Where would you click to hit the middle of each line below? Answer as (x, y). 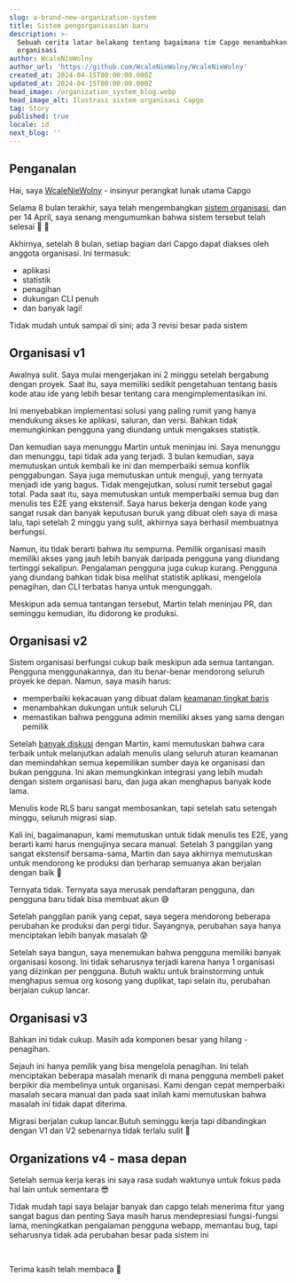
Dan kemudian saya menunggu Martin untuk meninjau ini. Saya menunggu (145, 447)
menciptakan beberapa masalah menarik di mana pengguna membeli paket (147, 1076)
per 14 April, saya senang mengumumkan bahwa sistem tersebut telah (137, 217)
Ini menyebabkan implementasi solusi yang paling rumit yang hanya (133, 410)
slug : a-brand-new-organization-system (83, 17)
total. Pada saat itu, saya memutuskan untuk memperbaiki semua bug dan (144, 494)
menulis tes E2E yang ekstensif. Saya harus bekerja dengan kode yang (138, 503)
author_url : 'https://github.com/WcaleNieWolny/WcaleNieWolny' (129, 67)
